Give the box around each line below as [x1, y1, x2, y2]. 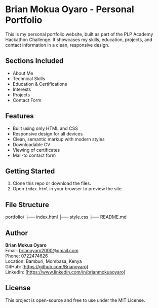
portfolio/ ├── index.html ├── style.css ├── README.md [5, 214, 127, 220]
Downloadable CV [12, 141, 51, 148]
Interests [12, 86, 31, 92]
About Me [12, 70, 34, 76]
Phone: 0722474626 [5, 253, 48, 259]
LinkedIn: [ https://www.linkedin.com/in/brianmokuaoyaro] [5, 269, 126, 275]
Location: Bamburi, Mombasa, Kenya [5, 258, 82, 264]
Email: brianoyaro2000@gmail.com [5, 248, 78, 253]
